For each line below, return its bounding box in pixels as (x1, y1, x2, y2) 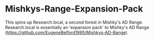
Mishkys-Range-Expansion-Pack (5, 3, 143, 14)
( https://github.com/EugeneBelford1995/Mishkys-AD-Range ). (5, 29, 129, 35)
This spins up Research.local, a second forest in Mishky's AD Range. (5, 19, 143, 25)
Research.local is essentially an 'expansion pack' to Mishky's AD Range (5, 24, 149, 30)
